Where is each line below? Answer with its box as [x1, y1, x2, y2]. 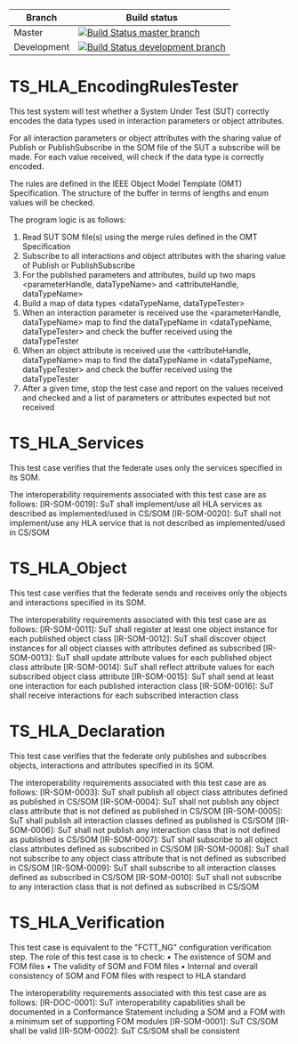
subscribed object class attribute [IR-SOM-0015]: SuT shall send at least [9, 671, 274, 682]
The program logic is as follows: [9, 214, 126, 225]
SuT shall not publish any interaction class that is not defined [57, 824, 280, 835]
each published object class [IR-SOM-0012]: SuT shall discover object [9, 633, 267, 643]
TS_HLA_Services [9, 433, 145, 453]
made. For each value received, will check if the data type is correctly [9, 151, 265, 162]
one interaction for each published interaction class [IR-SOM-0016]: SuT [9, 680, 274, 691]
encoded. [9, 160, 44, 172]
